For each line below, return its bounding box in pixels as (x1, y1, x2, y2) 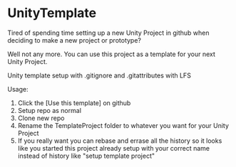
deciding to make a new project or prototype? (7, 36, 141, 44)
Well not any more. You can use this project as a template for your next (7, 50, 216, 58)
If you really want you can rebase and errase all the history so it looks (17, 136, 222, 145)
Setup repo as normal (17, 106, 82, 114)
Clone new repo (17, 114, 65, 122)
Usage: (7, 85, 29, 93)
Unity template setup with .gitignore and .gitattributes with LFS (7, 71, 191, 80)
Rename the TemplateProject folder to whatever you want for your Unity (17, 121, 230, 129)
